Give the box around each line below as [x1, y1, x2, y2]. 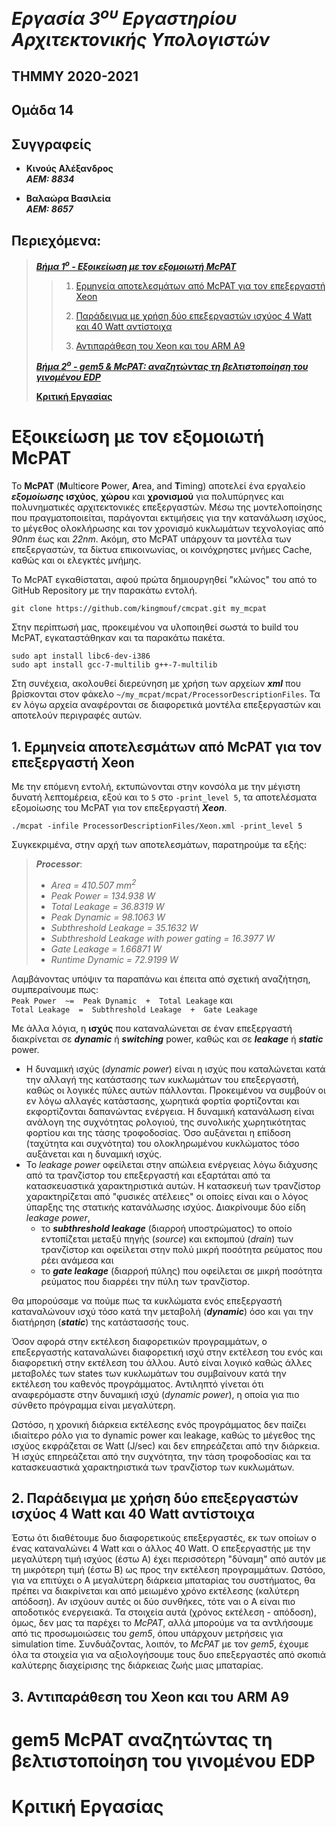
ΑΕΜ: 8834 [25, 173, 75, 185]
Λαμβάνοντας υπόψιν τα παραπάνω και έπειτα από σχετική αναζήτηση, [11, 973, 311, 985]
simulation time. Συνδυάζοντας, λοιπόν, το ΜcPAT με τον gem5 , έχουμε [11, 1638, 309, 1650]
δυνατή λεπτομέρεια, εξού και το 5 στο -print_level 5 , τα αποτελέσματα [11, 791, 318, 803]
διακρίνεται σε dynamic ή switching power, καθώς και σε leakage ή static [11, 1033, 324, 1045]
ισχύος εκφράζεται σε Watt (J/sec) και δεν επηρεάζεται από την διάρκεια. [11, 1439, 321, 1452]
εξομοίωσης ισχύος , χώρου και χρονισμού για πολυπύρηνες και [11, 491, 284, 503]
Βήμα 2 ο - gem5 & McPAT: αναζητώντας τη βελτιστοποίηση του [35, 359, 309, 373]
